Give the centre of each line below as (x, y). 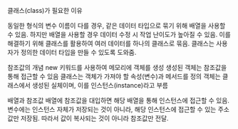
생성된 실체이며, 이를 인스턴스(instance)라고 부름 (100, 85)
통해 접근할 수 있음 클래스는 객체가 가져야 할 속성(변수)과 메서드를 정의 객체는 (114, 76)
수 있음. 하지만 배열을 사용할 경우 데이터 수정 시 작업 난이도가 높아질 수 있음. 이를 (119, 35)
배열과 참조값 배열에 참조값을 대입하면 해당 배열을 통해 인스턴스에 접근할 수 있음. (119, 100)
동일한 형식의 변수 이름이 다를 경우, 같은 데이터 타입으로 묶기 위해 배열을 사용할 (117, 26)
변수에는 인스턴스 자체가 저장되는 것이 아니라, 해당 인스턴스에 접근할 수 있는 (112, 109)
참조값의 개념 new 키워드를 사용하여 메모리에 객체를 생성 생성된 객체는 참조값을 (117, 67)
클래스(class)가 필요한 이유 (45, 10)
